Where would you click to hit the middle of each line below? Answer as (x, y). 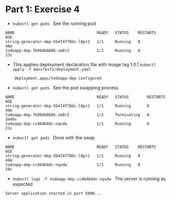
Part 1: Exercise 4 (43, 9)
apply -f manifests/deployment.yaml (52, 69)
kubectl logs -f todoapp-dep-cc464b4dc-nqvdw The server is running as (89, 179)
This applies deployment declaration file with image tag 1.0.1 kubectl (84, 64)
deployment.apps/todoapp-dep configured (58, 78)
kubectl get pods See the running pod (54, 23)
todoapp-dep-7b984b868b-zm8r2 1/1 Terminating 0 (77, 115)
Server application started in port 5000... (53, 193)
